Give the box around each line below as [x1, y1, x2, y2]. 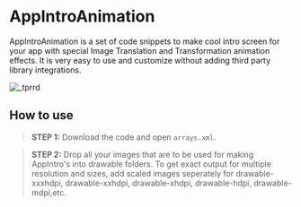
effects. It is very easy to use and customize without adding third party [9, 55, 271, 65]
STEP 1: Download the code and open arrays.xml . [31, 132, 217, 142]
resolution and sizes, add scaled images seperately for [31, 168, 235, 178]
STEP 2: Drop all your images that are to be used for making [31, 149, 254, 160]
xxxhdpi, [31, 177, 64, 188]
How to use [9, 108, 74, 123]
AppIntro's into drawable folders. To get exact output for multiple [31, 159, 272, 169]
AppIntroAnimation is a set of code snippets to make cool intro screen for [9, 36, 280, 47]
